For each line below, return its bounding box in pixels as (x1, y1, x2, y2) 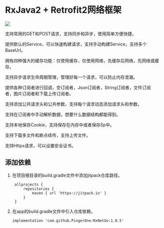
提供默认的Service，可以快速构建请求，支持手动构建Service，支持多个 (5, 41, 147, 47)
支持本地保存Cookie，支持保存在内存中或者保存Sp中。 (5, 122, 115, 128)
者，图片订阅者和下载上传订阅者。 (5, 91, 74, 96)
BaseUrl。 (5, 47, 25, 53)
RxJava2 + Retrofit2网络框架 (5, 4, 122, 16)
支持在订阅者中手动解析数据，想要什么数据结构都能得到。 (5, 111, 121, 117)
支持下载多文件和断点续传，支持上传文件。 (5, 132, 91, 138)
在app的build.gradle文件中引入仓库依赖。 (12, 208, 95, 214)
